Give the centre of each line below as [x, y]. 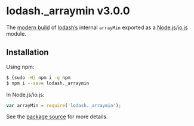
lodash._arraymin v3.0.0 [68, 11]
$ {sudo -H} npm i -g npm [38, 78]
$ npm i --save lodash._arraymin [48, 83]
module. [16, 33]
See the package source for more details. [57, 116]
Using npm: [20, 67]
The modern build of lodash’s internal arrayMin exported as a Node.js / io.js [97, 27]
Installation [27, 53]
